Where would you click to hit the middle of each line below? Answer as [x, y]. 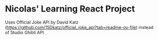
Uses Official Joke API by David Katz [42, 22]
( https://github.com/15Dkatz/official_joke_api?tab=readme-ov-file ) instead [79, 27]
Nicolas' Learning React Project [70, 9]
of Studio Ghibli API [25, 32]
